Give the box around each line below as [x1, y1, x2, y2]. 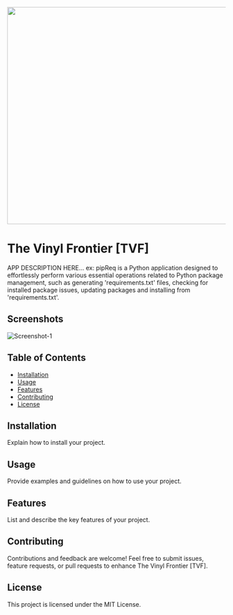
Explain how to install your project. [7, 438, 105, 447]
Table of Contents [7, 352, 87, 364]
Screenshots [7, 313, 64, 325]
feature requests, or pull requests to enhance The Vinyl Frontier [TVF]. [7, 561, 208, 570]
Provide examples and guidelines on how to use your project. [7, 477, 182, 486]
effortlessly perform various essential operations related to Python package [7, 271, 223, 279]
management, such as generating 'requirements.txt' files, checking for [7, 278, 209, 286]
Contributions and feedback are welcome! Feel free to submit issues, [7, 554, 205, 562]
